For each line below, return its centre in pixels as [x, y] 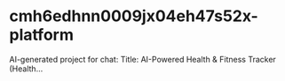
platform [41, 35]
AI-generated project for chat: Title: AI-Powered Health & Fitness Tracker [143, 59]
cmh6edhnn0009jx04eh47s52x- [134, 16]
